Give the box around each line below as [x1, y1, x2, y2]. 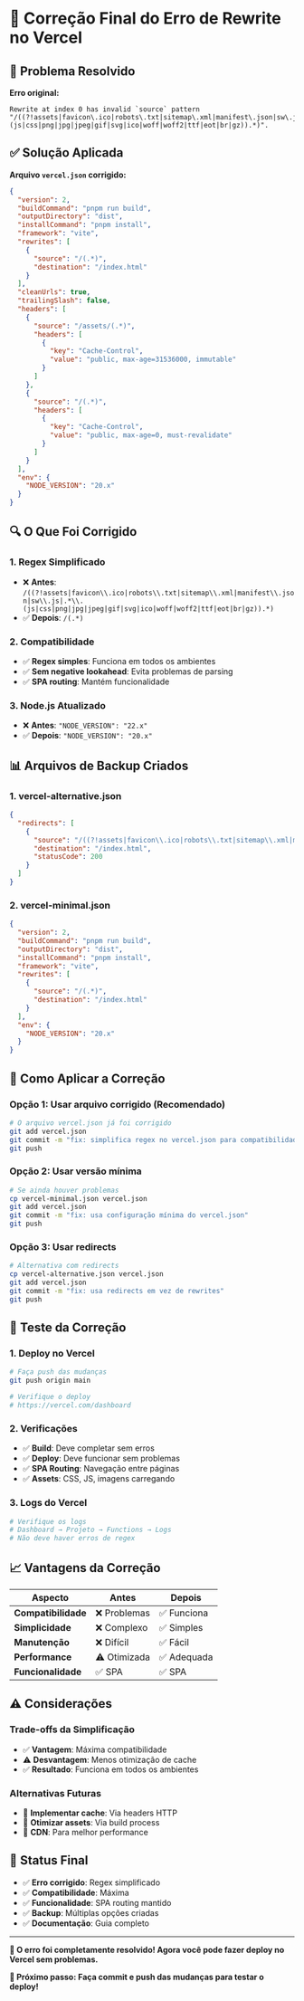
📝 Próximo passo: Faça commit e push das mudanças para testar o [9, 1971, 264, 1982]
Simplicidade [14, 1621, 71, 1634]
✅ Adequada [158, 1651, 214, 1663]
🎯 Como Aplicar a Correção [9, 1071, 166, 1086]
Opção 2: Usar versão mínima [9, 1165, 142, 1177]
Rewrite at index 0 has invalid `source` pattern [9, 105, 201, 114]
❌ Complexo [95, 1621, 148, 1634]
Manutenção [14, 1635, 70, 1648]
